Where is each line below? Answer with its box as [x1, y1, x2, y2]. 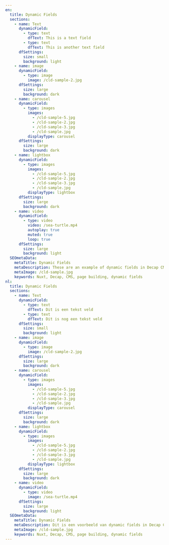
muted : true [27, 232, 53, 237]
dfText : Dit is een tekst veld [27, 307, 94, 312]
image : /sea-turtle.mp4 [27, 494, 78, 499]
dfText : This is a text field [27, 36, 92, 41]
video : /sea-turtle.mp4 [27, 223, 78, 228]
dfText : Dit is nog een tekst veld [27, 316, 102, 321]
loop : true [27, 237, 51, 242]
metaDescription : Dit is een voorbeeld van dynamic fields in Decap [14, 522, 161, 528]
